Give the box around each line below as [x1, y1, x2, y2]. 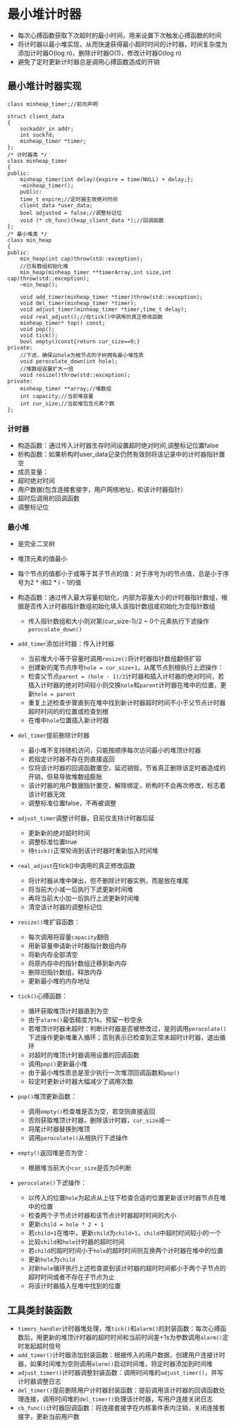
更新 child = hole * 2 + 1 [27, 1220, 104, 1228]
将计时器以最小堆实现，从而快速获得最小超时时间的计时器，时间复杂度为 [17, 39, 228, 48]
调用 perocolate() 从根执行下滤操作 [27, 1134, 128, 1142]
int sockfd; [20, 131, 55, 138]
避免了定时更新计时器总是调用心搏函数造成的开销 [17, 57, 160, 66]
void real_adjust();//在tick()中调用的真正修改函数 [20, 313, 163, 321]
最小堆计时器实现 [7, 80, 82, 92]
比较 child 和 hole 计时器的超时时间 [27, 1237, 125, 1246]
